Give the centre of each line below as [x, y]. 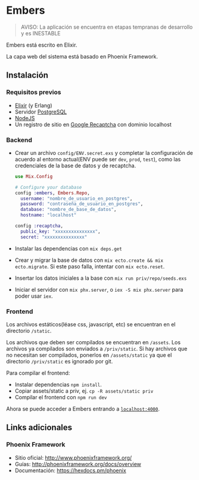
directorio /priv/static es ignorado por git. [60, 361]
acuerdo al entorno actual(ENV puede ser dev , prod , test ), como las [98, 159]
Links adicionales [39, 428]
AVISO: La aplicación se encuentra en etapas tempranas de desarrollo [107, 27]
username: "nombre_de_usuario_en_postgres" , [77, 198]
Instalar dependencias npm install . [58, 384]
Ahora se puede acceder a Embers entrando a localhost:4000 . [83, 409]
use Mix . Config [34, 176]
